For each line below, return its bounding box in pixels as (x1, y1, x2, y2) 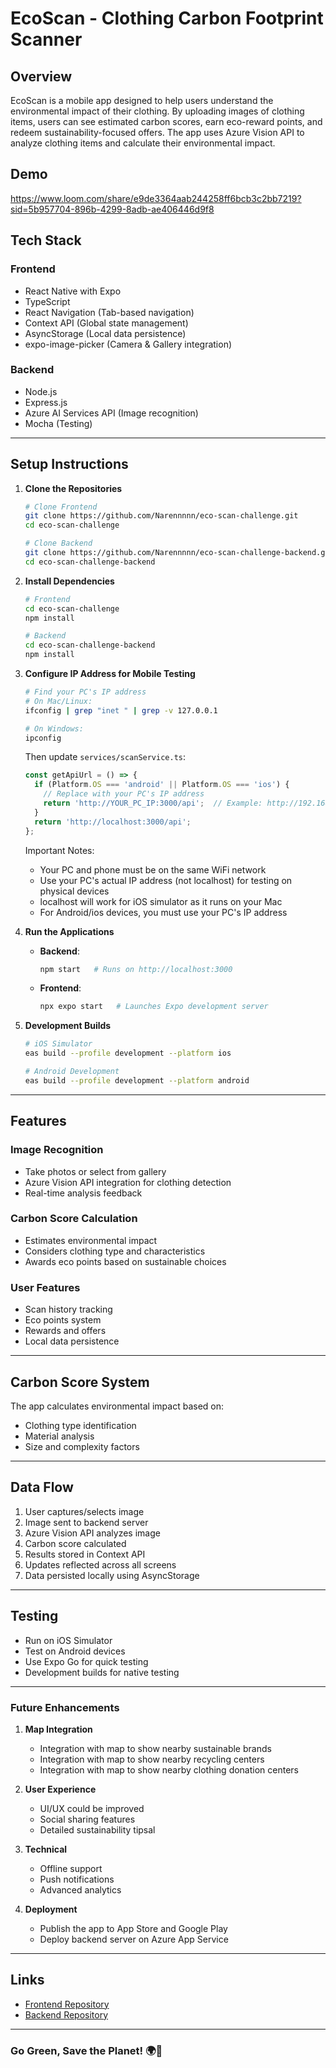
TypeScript (24, 295, 71, 307)
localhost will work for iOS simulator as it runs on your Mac (39, 895, 283, 907)
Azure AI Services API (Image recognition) (24, 407, 199, 419)
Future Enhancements (10, 1700, 120, 1714)
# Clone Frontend (24, 502, 98, 512)
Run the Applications (24, 925, 115, 937)
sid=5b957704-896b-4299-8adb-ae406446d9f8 (10, 203, 215, 215)
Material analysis (24, 1430, 95, 1442)
